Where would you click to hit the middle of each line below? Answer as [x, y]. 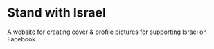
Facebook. [23, 39]
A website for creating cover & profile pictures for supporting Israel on [107, 32]
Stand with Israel [56, 13]
